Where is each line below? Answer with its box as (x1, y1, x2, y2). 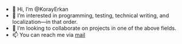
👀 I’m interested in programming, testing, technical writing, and (12, 12, 169, 19)
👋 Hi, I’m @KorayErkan (12, 6, 69, 12)
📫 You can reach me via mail (12, 32, 86, 38)
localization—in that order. (12, 18, 78, 25)
